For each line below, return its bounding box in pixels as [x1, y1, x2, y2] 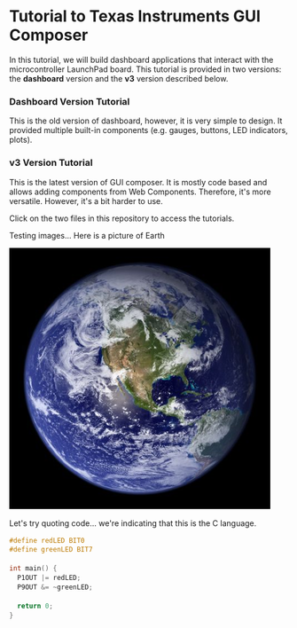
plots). [9, 135, 33, 145]
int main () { [9, 564, 58, 573]
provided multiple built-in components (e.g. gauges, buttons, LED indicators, [9, 125, 288, 136]
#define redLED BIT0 [9, 536, 86, 545]
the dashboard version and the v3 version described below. [9, 73, 229, 83]
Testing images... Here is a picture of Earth [9, 230, 166, 240]
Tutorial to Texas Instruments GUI [9, 6, 262, 27]
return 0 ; [17, 601, 53, 610]
